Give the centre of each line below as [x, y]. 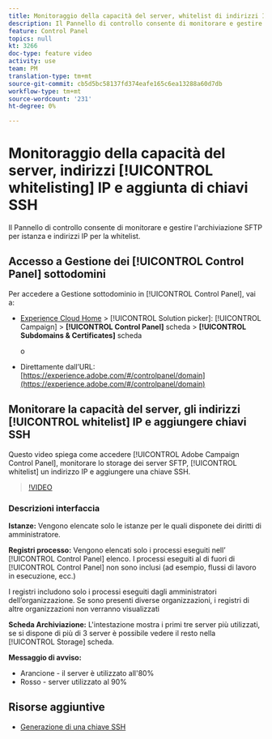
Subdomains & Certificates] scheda [81, 335]
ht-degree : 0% [32, 106]
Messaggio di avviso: [45, 657]
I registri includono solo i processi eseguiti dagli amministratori [113, 592]
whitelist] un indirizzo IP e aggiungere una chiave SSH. [100, 472]
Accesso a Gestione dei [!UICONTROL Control [126, 261]
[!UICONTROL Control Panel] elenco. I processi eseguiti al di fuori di [122, 558]
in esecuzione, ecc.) [42, 575]
